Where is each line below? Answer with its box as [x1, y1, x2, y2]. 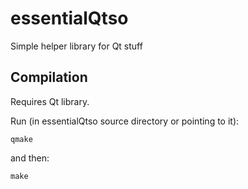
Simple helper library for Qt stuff [10, 40, 143, 52]
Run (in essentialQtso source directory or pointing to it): [10, 115, 240, 127]
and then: [10, 152, 50, 164]
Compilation [10, 69, 88, 86]
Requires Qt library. [10, 95, 90, 107]
